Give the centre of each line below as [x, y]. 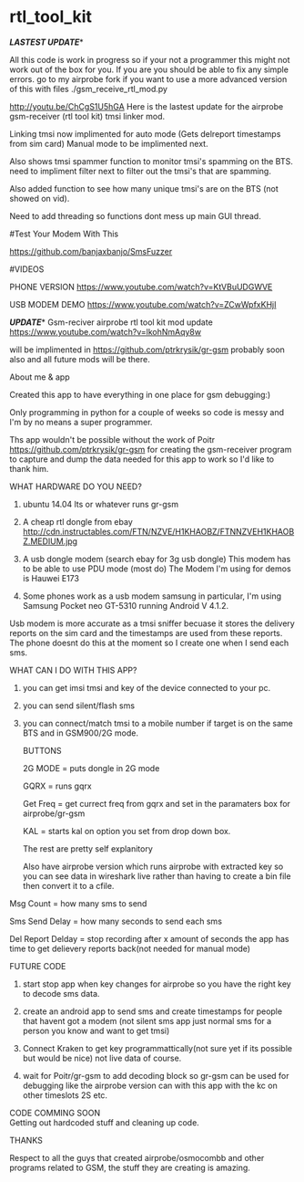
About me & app [40, 377]
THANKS [26, 1140]
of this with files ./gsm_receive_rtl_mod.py [89, 89]
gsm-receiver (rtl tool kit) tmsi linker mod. [87, 116]
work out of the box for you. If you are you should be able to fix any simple [149, 69]
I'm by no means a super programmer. [81, 422]
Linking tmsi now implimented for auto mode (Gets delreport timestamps [145, 133]
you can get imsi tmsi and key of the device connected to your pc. [147, 687]
